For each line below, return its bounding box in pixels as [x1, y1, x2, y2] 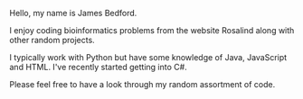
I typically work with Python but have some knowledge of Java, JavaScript [9, 52, 288, 62]
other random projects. [9, 35, 95, 45]
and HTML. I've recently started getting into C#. [9, 62, 187, 72]
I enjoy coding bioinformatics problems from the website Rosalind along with [9, 25, 295, 35]
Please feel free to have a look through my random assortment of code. [9, 79, 276, 89]
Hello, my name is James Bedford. [9, 8, 137, 18]
